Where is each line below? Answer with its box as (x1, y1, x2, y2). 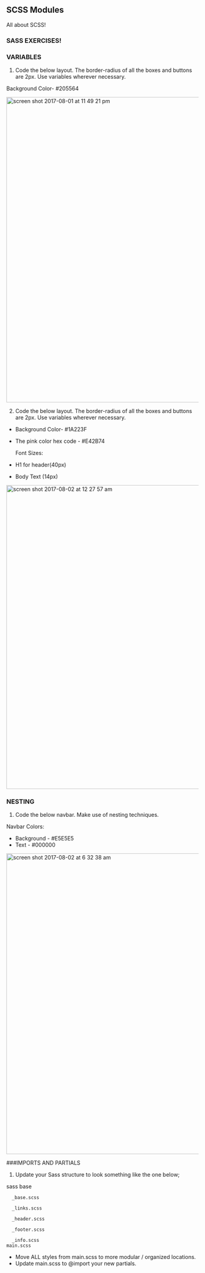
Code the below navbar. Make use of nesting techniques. (15, 811, 159, 819)
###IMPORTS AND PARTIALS (6, 1159, 81, 1167)
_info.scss (12, 1238, 40, 1244)
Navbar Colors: (6, 823, 45, 830)
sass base (6, 1183, 32, 1190)
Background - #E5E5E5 (15, 835, 74, 842)
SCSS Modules (6, 5, 64, 15)
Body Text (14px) (15, 473, 58, 481)
